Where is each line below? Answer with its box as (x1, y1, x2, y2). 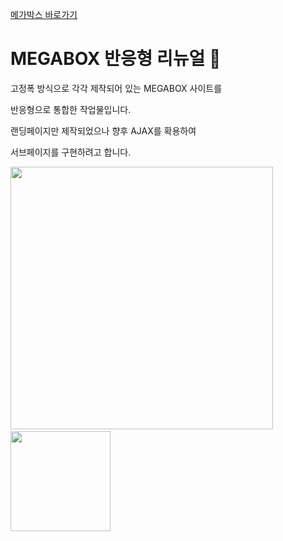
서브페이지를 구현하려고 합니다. (10, 146, 132, 158)
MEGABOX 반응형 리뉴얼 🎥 (10, 48, 222, 70)
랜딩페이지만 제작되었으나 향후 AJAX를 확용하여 (10, 124, 197, 137)
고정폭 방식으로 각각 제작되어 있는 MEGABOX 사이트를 (10, 82, 223, 94)
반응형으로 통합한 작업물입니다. (10, 103, 132, 115)
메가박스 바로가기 (10, 9, 78, 20)
